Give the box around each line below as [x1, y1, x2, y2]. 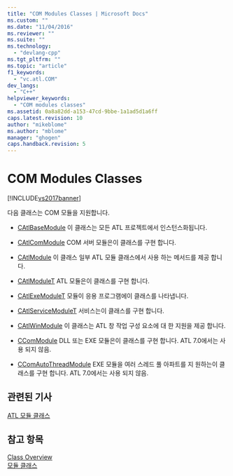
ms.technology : [7, 43, 52, 50]
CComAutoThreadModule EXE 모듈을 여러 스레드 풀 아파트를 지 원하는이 [17, 360, 218, 369]
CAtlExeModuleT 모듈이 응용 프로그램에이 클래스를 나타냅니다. [17, 292, 189, 300]
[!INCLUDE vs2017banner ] [7, 194, 82, 203]
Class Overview [7, 453, 52, 461]
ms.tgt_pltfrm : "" [7, 56, 61, 63]
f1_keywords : [7, 69, 45, 76]
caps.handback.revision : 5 [7, 141, 86, 148]
